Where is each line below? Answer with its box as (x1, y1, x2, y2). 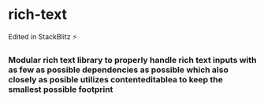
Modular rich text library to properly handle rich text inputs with (8, 54, 257, 65)
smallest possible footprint (8, 84, 113, 95)
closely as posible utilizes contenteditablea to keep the (8, 74, 223, 85)
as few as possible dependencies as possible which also (8, 64, 229, 75)
